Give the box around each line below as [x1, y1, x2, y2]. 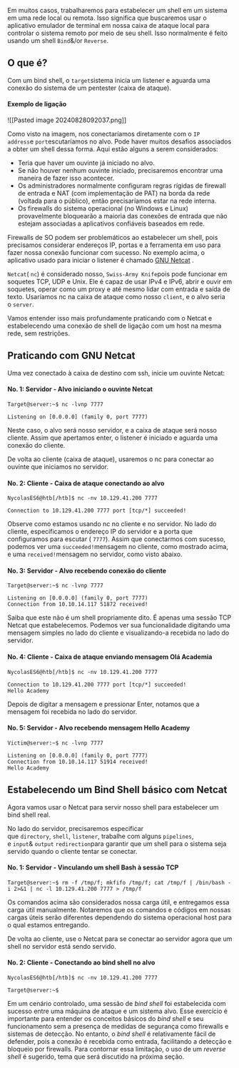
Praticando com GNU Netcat [7, 350, 136, 362]
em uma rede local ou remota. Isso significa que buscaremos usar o [7, 14, 207, 22]
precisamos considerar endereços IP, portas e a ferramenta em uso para [7, 241, 221, 249]
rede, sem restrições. [7, 329, 70, 338]
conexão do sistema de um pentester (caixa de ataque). [7, 84, 171, 92]
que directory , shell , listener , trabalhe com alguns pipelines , [7, 832, 194, 840]
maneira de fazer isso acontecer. [17, 174, 115, 183]
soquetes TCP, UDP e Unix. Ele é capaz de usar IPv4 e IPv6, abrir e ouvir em [7, 278, 233, 286]
